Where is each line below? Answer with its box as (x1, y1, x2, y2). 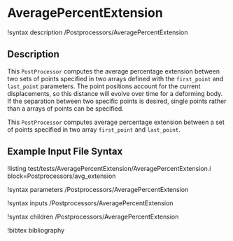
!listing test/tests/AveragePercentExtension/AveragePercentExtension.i (7, 164, 211, 172)
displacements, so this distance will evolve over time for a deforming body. (7, 89, 223, 97)
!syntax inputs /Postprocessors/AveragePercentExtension (7, 198, 174, 207)
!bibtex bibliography (7, 226, 65, 234)
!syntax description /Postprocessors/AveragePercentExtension (7, 28, 188, 36)
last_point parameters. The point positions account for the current (7, 82, 201, 90)
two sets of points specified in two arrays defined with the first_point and (7, 74, 224, 83)
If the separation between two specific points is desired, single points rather (7, 97, 227, 105)
